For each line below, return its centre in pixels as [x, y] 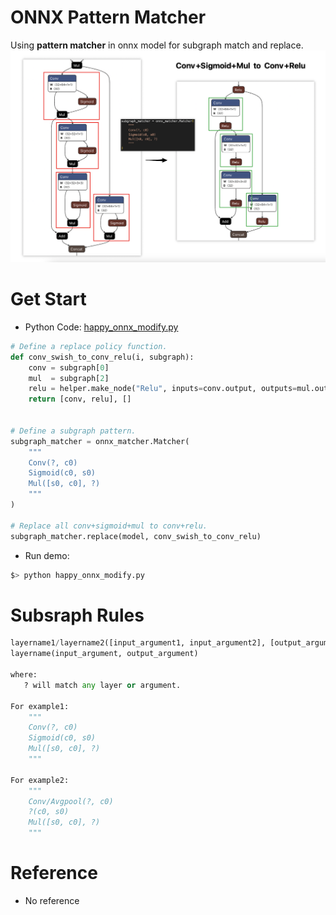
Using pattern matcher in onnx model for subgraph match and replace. [157, 45]
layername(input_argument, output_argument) [104, 654]
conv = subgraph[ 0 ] [69, 367]
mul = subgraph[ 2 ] [69, 378]
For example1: [40, 706]
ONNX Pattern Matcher [108, 17]
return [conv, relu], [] [80, 399]
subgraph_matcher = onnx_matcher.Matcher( [100, 441]
